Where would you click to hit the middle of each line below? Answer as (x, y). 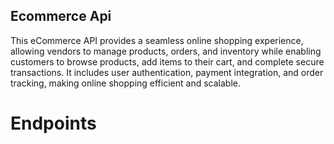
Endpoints (53, 123)
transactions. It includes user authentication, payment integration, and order (167, 72)
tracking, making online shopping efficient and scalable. (125, 83)
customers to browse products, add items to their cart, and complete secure (167, 61)
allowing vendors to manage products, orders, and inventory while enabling (166, 51)
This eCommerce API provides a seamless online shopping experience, (157, 40)
